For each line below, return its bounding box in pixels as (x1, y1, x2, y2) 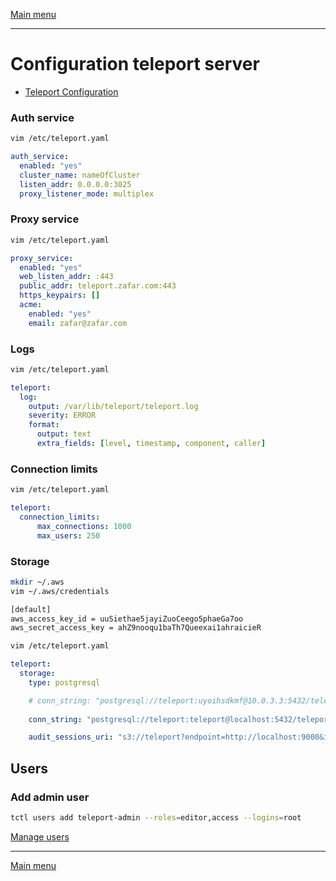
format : (28, 420, 60, 430)
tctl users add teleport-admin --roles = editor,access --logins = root (10, 812, 302, 823)
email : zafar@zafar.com (28, 318, 128, 328)
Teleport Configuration (24, 85, 119, 98)
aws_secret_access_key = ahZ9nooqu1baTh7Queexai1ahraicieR (10, 623, 262, 633)
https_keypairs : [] (19, 290, 101, 301)
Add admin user (10, 790, 90, 804)
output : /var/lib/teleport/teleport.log (28, 401, 199, 411)
